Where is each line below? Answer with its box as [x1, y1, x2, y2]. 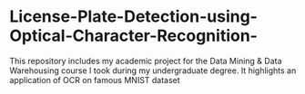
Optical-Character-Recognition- [9, 25, 258, 46]
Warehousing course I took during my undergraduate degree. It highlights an [9, 65, 297, 76]
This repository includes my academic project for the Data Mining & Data [9, 55, 282, 66]
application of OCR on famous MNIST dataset [9, 74, 180, 85]
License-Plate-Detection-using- [9, 6, 258, 27]
